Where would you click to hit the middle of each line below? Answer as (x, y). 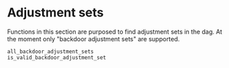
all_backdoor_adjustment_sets (51, 52)
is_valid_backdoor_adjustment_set (57, 57)
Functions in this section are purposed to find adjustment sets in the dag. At (115, 32)
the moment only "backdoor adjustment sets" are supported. (93, 38)
